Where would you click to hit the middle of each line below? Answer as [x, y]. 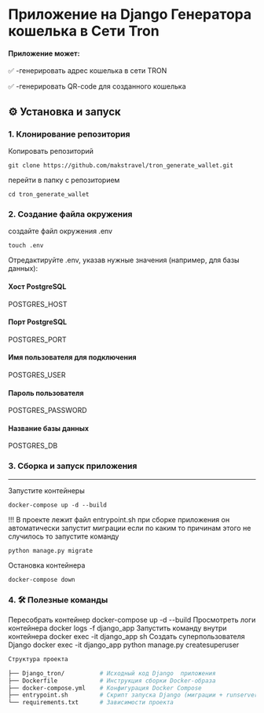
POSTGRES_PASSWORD [48, 411]
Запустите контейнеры [46, 490]
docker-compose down [42, 580]
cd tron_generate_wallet [49, 195]
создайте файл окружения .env [60, 231]
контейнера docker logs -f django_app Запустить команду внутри [117, 628]
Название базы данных [48, 428]
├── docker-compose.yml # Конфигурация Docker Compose [105, 688]
